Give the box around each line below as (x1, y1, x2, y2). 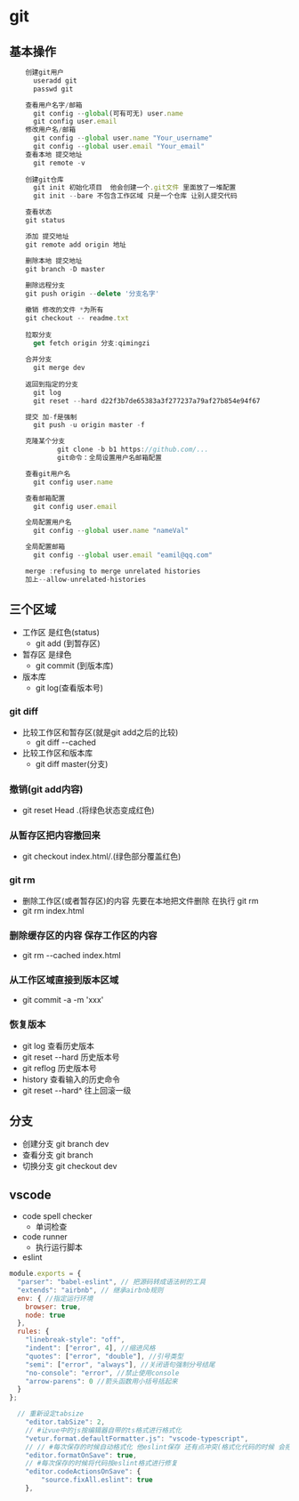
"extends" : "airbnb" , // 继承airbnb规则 (17, 1286, 164, 1295)
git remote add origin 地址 (25, 240, 126, 249)
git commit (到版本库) (35, 660, 114, 671)
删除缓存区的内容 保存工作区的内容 (9, 929, 158, 941)
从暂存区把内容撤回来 (9, 829, 101, 842)
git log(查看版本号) (35, 682, 104, 693)
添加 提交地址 (25, 231, 69, 241)
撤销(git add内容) (9, 783, 84, 795)
